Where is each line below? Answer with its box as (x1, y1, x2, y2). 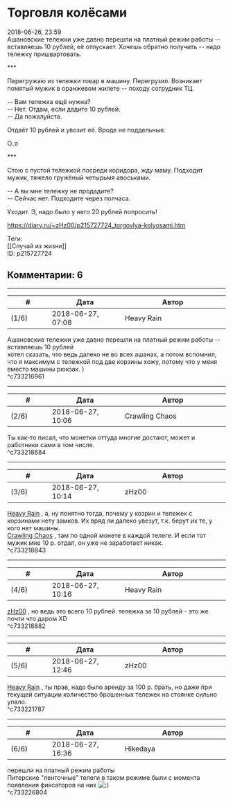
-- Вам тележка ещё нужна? (7, 97, 91, 105)
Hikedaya (124, 744, 156, 753)
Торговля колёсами (7, 5, 127, 21)
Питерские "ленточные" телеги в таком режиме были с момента (7, 773, 200, 781)
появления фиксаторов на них (7, 781, 97, 789)
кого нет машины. (7, 523, 60, 532)
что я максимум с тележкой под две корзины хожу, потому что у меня (7, 357, 218, 365)
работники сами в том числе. (7, 440, 95, 448)
